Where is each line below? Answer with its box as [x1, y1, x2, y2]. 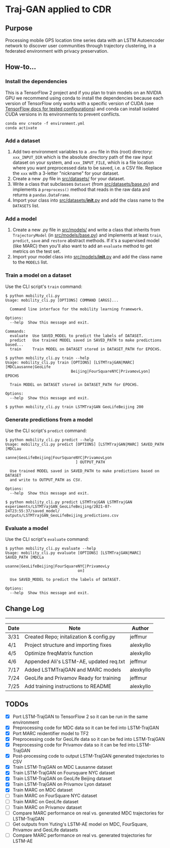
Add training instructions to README [24, 682, 111, 690]
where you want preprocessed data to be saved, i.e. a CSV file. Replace [12, 165, 162, 171]
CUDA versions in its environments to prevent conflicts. [5, 111, 120, 117]
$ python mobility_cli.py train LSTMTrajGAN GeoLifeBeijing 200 [5, 404, 144, 409]
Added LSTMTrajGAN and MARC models [24, 666, 121, 673]
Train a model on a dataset [5, 272, 72, 279]
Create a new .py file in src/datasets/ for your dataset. [12, 175, 125, 181]
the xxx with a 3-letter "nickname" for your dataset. [12, 170, 120, 176]
